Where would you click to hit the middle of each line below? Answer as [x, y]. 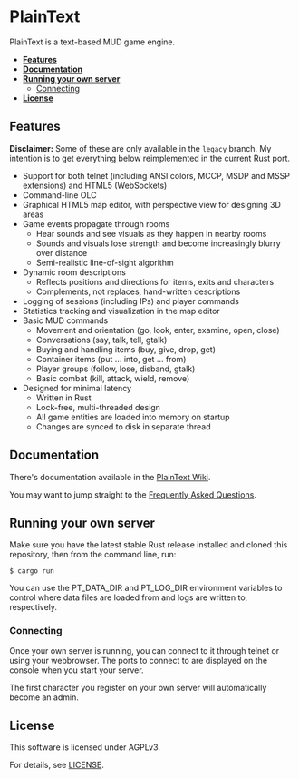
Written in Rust [63, 398]
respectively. [33, 607]
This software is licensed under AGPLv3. [85, 747]
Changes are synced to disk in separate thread [123, 426]
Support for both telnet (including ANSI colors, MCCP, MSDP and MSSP [156, 175]
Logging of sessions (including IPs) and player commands [131, 301]
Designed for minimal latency [77, 388]
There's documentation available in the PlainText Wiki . [110, 477]
